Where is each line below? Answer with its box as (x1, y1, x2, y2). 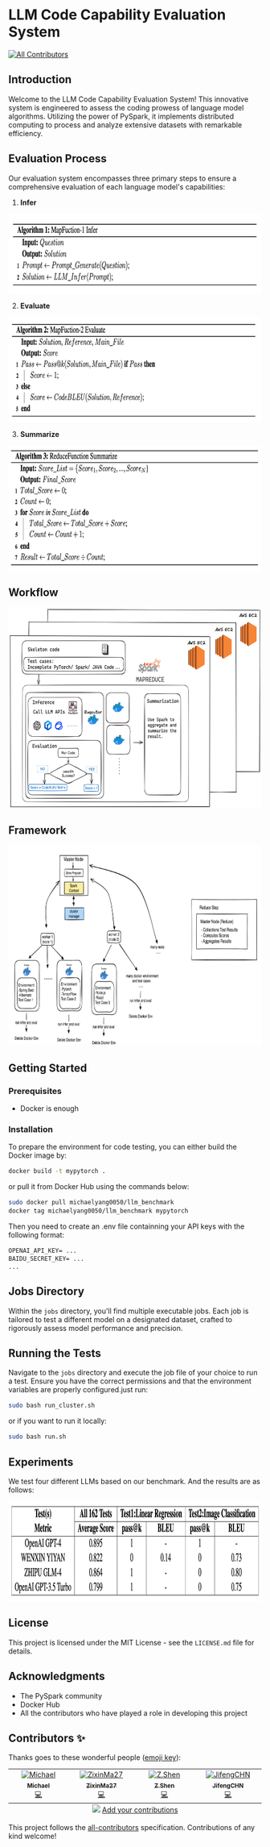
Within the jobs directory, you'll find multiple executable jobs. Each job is (8, 1306, 249, 1316)
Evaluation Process (8, 152, 107, 166)
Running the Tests (8, 1346, 102, 1360)
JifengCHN (212, 1782, 244, 1790)
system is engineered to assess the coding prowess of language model (8, 102, 244, 112)
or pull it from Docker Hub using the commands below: (8, 1182, 190, 1192)
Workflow (8, 585, 59, 599)
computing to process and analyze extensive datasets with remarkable (8, 119, 243, 130)
